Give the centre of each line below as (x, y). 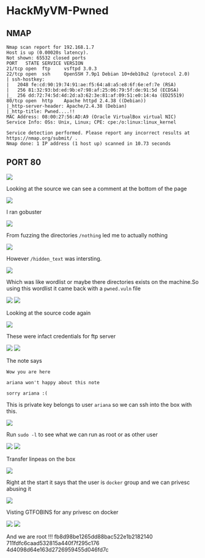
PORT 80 (24, 162)
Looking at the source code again (49, 313)
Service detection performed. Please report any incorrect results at (98, 133)
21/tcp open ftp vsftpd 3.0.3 (52, 69)
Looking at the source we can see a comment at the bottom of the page (97, 188)
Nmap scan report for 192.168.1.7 (50, 47)
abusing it (19, 489)
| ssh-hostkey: (26, 80)
